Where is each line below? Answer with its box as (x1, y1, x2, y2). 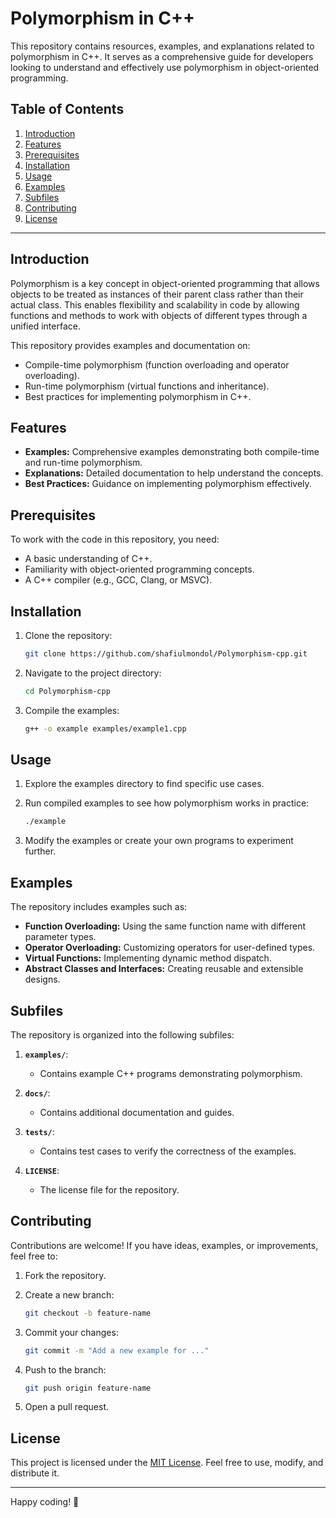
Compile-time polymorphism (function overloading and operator (24, 358, 290, 371)
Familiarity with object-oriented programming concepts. (24, 563, 255, 576)
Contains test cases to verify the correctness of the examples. (39, 1145, 297, 1157)
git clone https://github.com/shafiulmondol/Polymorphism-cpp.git (24, 649, 308, 659)
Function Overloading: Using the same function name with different (24, 920, 306, 932)
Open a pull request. (24, 1401, 110, 1413)
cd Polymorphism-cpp (24, 686, 111, 696)
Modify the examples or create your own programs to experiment (24, 835, 294, 847)
